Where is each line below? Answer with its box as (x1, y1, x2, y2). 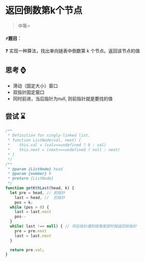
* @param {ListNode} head (7, 166, 63, 172)
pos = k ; (14, 200, 33, 205)
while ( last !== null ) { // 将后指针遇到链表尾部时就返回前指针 (10, 224, 137, 229)
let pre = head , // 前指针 (10, 190, 66, 195)
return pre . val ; (10, 247, 45, 252)
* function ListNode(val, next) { (7, 138, 81, 143)
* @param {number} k (7, 171, 52, 176)
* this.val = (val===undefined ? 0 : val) (7, 142, 107, 148)
